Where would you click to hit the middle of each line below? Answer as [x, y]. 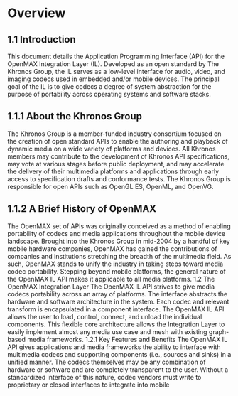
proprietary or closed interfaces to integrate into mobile [88, 385]
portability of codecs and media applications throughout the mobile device [117, 233]
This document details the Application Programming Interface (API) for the [116, 56]
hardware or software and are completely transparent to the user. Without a [118, 369]
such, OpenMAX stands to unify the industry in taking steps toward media [115, 264]
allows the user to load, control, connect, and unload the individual [105, 316]
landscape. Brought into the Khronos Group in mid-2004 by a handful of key [119, 241]
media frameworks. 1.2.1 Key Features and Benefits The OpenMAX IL [128, 339]
